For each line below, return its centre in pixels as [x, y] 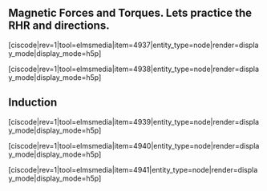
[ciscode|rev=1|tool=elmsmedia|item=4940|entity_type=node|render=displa [134, 145]
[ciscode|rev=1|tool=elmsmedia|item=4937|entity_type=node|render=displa [133, 45]
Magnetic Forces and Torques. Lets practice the [130, 13]
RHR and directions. [59, 26]
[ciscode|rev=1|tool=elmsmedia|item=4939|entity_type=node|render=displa [133, 121]
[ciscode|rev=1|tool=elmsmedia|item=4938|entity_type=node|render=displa [133, 69]
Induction [33, 103]
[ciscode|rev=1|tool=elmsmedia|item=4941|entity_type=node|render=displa [133, 169]
